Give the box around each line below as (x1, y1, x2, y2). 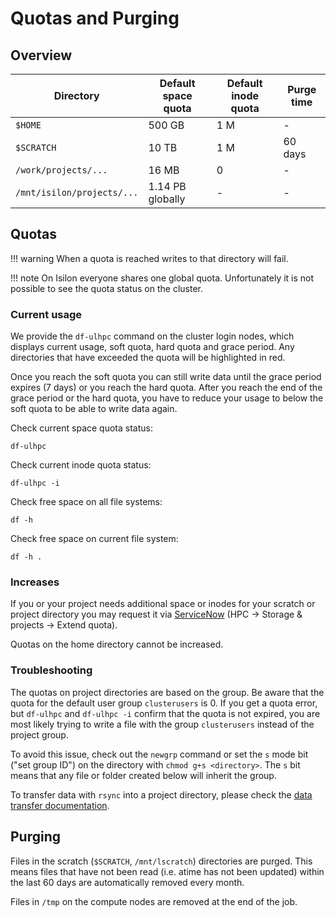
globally (148, 192, 186, 206)
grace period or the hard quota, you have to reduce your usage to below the (10, 392, 324, 404)
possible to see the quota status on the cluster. (10, 282, 204, 294)
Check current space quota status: (10, 422, 153, 434)
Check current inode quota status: (10, 459, 152, 471)
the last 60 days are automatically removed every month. (10, 876, 245, 888)
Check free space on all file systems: (10, 496, 163, 508)
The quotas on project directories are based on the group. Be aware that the (10, 686, 325, 698)
